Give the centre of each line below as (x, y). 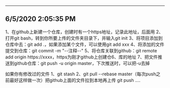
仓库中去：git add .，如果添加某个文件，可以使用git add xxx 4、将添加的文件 (85, 44)
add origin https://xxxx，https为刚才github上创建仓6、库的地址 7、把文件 (82, 57)
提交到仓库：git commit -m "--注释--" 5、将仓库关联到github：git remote (81, 50)
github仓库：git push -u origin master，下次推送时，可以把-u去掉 (82, 63)
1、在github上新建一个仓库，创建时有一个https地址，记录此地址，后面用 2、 (84, 32)
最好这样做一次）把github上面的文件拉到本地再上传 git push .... (75, 80)
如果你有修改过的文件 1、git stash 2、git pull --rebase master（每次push (81, 74)
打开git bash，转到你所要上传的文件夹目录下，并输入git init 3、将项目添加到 (84, 38)
